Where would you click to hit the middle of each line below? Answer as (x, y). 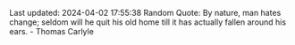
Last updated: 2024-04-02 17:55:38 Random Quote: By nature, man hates (145, 13)
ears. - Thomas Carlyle (51, 31)
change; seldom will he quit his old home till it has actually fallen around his (148, 22)
